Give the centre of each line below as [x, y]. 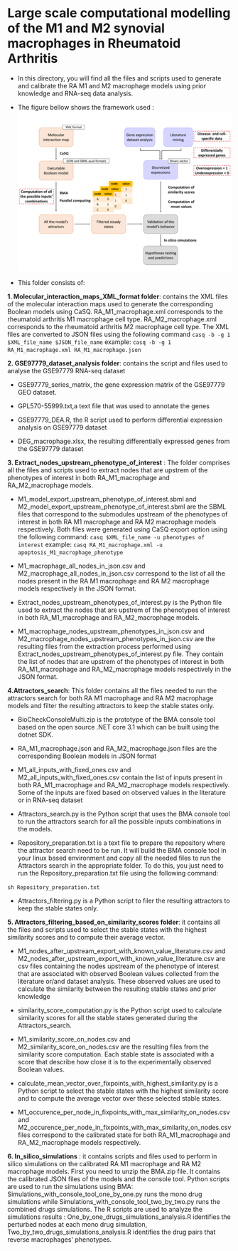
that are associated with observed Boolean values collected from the [118, 974]
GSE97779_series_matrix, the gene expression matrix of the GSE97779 [121, 385]
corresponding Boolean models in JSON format [87, 756]
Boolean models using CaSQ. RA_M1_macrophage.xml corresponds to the [115, 312]
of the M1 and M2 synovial [86, 28]
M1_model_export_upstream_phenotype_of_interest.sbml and [107, 499]
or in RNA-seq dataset [50, 800]
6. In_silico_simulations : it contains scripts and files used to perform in [112, 1156]
